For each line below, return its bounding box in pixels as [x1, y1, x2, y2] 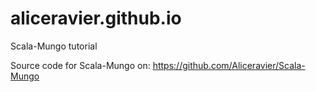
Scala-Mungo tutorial [10, 40, 98, 52]
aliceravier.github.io [10, 7, 182, 30]
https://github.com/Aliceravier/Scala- [152, 59, 306, 71]
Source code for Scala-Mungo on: [10, 59, 151, 71]
